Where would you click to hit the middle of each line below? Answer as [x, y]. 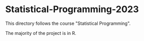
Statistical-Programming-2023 [72, 9]
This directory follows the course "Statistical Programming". [68, 23]
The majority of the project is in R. [41, 33]
